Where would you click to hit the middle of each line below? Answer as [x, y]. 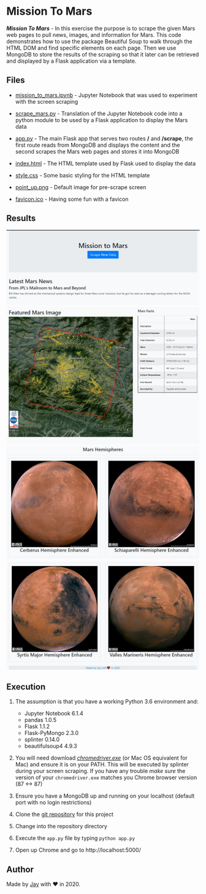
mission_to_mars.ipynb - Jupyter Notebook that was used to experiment [106, 95]
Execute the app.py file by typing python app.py [75, 838]
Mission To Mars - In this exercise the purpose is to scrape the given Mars [101, 28]
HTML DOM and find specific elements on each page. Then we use [91, 48]
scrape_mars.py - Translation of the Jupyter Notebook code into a [99, 113]
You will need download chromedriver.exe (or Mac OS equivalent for [101, 758]
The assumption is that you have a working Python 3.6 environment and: [107, 702]
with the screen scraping [47, 101]
